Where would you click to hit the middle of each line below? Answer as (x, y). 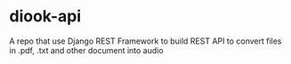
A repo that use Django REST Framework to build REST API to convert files (145, 41)
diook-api (45, 16)
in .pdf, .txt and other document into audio (86, 50)
